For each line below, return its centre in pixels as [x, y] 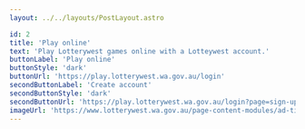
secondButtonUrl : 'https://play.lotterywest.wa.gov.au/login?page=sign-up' [156, 102]
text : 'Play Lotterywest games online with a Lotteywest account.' [140, 51]
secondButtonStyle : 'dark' [60, 93]
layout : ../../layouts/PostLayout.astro [87, 18]
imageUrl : [28, 110]
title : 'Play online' [50, 43]
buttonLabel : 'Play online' [63, 60]
